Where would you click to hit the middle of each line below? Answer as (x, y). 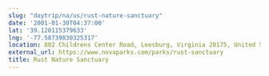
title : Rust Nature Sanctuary (59, 60)
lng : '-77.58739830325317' (53, 38)
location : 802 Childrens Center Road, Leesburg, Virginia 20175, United (132, 45)
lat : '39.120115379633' (48, 30)
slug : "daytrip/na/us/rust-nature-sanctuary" (85, 15)
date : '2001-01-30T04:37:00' (57, 23)
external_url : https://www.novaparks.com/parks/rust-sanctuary (116, 52)
